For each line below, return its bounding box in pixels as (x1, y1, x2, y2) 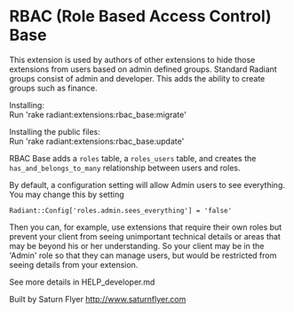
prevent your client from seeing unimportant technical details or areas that (9, 231, 282, 241)
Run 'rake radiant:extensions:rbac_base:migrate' (9, 109, 187, 120)
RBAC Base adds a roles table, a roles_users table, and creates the (9, 153, 257, 163)
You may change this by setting (9, 189, 124, 200)
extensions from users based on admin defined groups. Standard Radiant (9, 64, 277, 74)
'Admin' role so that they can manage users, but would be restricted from (9, 250, 277, 261)
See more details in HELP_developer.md (9, 277, 155, 287)
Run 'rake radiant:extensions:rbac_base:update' (9, 136, 185, 146)
